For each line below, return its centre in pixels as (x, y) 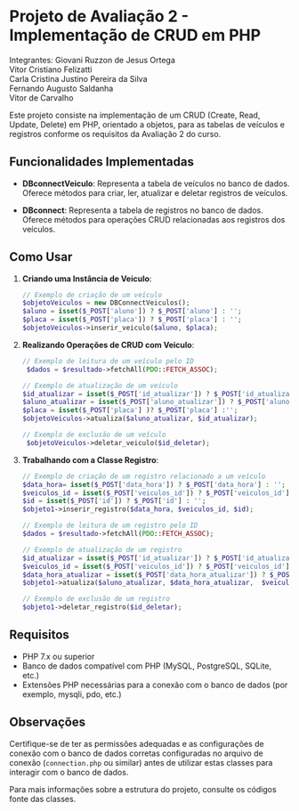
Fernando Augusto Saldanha (61, 88)
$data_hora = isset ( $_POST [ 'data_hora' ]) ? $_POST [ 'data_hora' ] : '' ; (154, 484)
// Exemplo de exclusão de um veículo (94, 435)
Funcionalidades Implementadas (101, 162)
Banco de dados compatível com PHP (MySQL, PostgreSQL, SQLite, (147, 666)
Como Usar (41, 257)
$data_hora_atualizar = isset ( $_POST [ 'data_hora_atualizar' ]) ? (144, 575)
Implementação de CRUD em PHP (135, 35)
